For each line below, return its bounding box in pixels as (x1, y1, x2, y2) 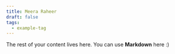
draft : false (6, 14, 39, 20)
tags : (6, 19, 20, 25)
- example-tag (11, 25, 46, 31)
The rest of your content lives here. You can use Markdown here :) (6, 41, 170, 48)
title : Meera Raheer (6, 8, 58, 15)
